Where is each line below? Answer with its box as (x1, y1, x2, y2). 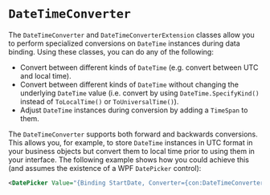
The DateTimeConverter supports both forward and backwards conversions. (8, 129, 259, 139)
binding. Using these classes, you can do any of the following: (8, 47, 215, 56)
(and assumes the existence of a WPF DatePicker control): (8, 163, 202, 173)
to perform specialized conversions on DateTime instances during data (8, 39, 241, 48)
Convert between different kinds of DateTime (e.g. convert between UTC (19, 63, 259, 72)
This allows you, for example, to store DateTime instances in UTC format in (8, 137, 253, 147)
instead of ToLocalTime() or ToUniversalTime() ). (19, 96, 179, 106)
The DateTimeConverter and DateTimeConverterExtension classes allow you (8, 30, 255, 39)
